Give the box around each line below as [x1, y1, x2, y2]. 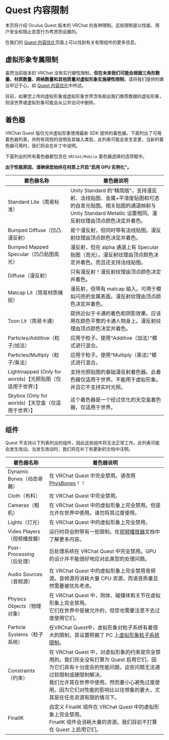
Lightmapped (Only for [8, 368, 61, 375]
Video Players [8, 528, 41, 535]
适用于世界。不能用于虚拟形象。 [85, 376, 161, 383]
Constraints [8, 667, 35, 674]
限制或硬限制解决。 [59, 671, 105, 679]
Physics [8, 595, 27, 602]
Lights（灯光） [8, 519, 43, 526]
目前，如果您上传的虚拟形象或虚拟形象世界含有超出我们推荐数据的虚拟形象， [5, 93, 164, 99]
